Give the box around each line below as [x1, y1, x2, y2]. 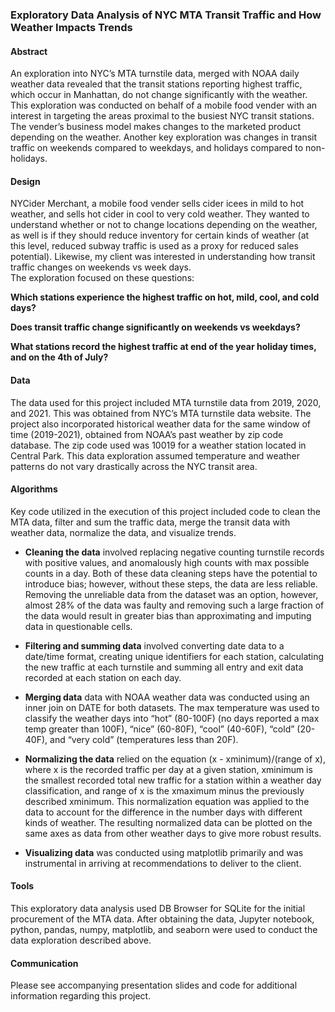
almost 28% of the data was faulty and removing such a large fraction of [24, 599, 325, 611]
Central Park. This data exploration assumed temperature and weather [10, 449, 300, 462]
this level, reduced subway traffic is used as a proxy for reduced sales [10, 240, 299, 252]
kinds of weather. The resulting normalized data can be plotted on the [24, 816, 313, 828]
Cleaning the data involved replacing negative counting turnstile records [24, 546, 325, 558]
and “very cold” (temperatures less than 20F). [49, 733, 239, 745]
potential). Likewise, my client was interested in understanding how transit [10, 251, 316, 263]
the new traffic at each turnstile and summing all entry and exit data [24, 661, 304, 673]
